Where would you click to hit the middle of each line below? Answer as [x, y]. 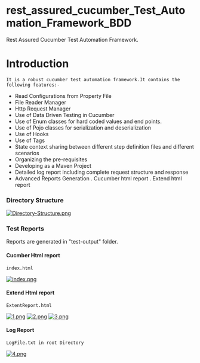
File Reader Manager [41, 102]
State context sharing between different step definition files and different [104, 146]
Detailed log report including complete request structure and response [101, 172]
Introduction [38, 64]
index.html [20, 268]
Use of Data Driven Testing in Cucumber [64, 115]
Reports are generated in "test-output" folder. [62, 242]
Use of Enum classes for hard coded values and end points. [88, 121]
